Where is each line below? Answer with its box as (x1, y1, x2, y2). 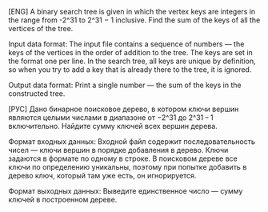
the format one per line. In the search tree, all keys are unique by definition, (8, 56, 256, 66)
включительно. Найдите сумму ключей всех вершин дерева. (8, 122, 218, 130)
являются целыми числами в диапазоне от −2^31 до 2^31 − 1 (8, 113, 214, 122)
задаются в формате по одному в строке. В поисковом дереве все (8, 154, 238, 163)
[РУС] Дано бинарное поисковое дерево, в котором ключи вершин (8, 104, 239, 114)
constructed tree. (8, 89, 66, 98)
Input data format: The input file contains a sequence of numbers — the (8, 39, 245, 49)
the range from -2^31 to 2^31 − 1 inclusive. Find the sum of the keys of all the (8, 15, 261, 25)
